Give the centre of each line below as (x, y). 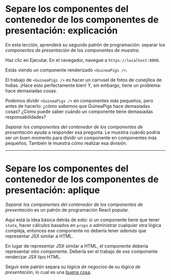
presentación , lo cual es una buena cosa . (48, 272)
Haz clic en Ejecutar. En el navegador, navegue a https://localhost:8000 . (83, 60)
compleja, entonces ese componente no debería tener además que (76, 230)
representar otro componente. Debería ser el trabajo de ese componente (81, 251)
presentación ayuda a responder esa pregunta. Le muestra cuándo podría (83, 132)
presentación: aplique (53, 190)
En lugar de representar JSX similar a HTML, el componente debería (77, 246)
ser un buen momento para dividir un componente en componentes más (81, 137)
